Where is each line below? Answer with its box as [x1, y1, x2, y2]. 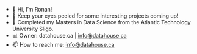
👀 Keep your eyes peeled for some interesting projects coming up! [12, 12, 179, 19]
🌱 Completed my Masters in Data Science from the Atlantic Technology [12, 19, 191, 25]
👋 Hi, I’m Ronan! [12, 6, 52, 13]
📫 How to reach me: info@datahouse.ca [12, 41, 115, 48]
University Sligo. [12, 25, 54, 32]
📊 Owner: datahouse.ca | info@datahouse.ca [12, 32, 127, 39]
